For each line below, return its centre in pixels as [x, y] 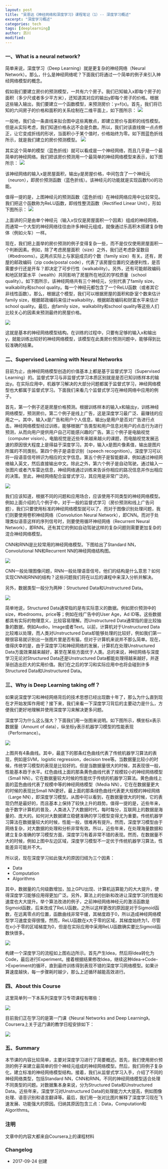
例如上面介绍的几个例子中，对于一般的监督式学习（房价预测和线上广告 [77, 502]
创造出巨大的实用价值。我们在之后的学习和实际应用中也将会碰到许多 [79, 665]
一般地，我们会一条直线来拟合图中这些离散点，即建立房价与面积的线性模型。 [84, 121]
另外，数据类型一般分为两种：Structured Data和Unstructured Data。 [75, 588]
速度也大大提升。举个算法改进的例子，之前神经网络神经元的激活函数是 [77, 901]
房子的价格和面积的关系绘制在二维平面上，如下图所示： [79, 111]
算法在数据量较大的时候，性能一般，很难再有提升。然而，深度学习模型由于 [86, 822]
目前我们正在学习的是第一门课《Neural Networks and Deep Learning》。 [79, 1018]
